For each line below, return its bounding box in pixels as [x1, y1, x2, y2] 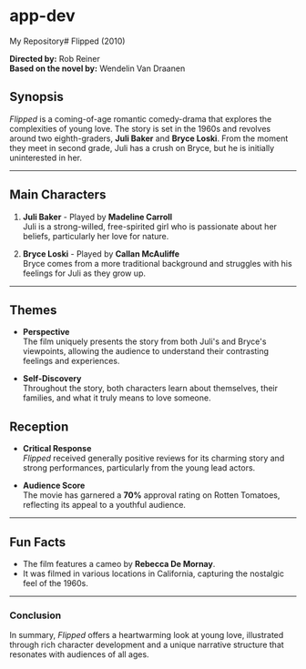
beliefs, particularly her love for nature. [22, 230, 169, 241]
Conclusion [9, 609, 62, 622]
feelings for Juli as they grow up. [22, 268, 147, 279]
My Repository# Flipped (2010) [9, 35, 126, 46]
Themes [9, 302, 57, 318]
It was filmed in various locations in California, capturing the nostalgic [22, 568, 285, 579]
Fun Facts [9, 534, 66, 550]
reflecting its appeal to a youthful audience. [22, 500, 187, 511]
